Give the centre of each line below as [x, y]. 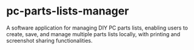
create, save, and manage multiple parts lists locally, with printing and [93, 34]
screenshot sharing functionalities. [49, 40]
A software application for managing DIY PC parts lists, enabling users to [97, 28]
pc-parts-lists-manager [68, 11]
